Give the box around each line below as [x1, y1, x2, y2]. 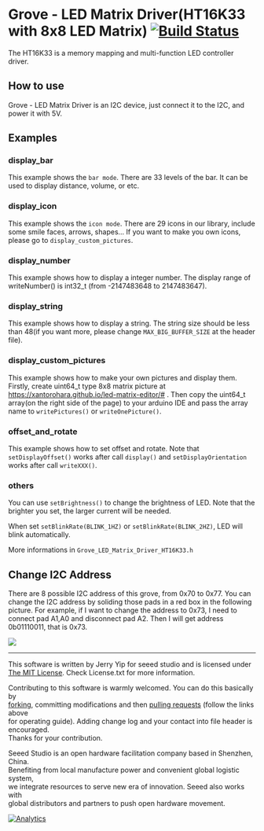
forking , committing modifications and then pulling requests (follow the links [8, 700, 255, 709]
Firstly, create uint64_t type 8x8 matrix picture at [8, 381, 167, 391]
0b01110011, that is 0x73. [8, 623, 88, 632]
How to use [8, 79, 64, 93]
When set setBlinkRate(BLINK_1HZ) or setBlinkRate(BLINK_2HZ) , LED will [8, 521, 244, 531]
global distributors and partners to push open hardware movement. [8, 799, 225, 808]
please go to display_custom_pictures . [8, 235, 134, 245]
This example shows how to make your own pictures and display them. [8, 373, 237, 382]
